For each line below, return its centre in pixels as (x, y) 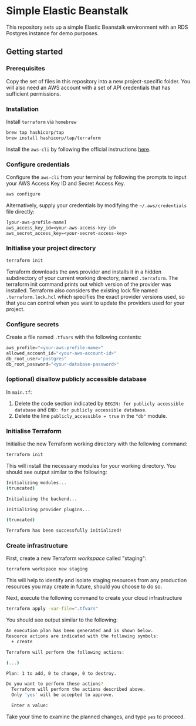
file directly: (21, 211)
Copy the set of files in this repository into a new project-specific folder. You (98, 81)
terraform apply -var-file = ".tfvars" (52, 609)
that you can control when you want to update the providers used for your (95, 303)
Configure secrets (33, 324)
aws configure (23, 194)
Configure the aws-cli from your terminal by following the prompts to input (96, 177)
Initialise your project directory (51, 248)
